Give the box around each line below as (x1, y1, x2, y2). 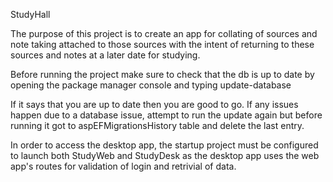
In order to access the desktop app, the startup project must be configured (10, 139, 319, 151)
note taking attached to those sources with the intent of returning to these (10, 39, 315, 50)
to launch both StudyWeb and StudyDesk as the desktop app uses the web (10, 150, 320, 161)
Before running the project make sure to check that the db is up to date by (10, 69, 315, 80)
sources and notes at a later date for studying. (10, 49, 201, 61)
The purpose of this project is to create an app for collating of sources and (10, 28, 318, 39)
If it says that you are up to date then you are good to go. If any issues (10, 99, 299, 110)
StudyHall (10, 9, 51, 20)
